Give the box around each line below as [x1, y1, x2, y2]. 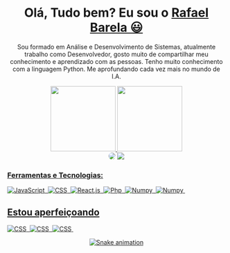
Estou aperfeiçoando [7, 206, 100, 218]
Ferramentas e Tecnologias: [7, 170, 104, 180]
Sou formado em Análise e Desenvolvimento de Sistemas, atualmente [17, 42, 216, 51]
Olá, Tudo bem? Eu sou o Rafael [24, 5, 209, 21]
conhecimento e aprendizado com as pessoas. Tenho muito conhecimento [10, 57, 223, 65]
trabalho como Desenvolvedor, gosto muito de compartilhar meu [24, 50, 209, 58]
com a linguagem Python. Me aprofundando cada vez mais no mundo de [12, 65, 220, 73]
